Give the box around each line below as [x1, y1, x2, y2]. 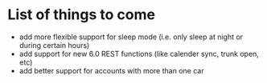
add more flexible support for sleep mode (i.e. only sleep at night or [18, 32, 243, 41]
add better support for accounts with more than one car [18, 65, 204, 75]
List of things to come [7, 6, 156, 24]
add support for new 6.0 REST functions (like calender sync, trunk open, [18, 49, 259, 58]
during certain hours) [18, 40, 90, 49]
